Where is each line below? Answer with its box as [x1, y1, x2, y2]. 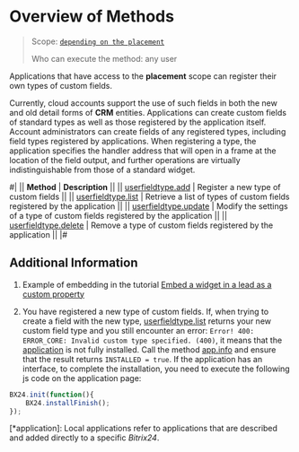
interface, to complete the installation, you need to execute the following [22, 363, 290, 374]
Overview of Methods [9, 6, 175, 27]
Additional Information [9, 256, 138, 271]
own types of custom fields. [9, 80, 112, 91]
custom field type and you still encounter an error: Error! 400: [22, 325, 254, 335]
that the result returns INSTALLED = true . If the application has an [22, 353, 263, 364]
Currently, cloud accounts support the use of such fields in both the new [9, 97, 278, 109]
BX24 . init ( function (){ [9, 390, 94, 399]
